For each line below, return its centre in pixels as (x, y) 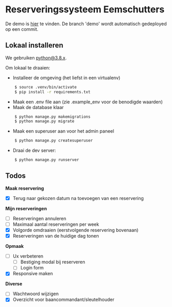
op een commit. (22, 29)
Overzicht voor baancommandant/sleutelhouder (63, 300)
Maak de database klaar (38, 107)
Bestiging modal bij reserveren (53, 262)
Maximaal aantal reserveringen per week (56, 224)
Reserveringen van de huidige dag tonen (56, 236)
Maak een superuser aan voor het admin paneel (63, 131)
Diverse (14, 284)
